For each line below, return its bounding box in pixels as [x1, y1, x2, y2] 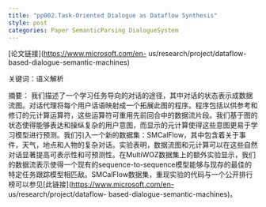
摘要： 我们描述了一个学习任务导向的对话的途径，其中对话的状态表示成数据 [8, 91, 253, 100]
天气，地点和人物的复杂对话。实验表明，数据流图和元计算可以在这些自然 [21, 140, 258, 150]
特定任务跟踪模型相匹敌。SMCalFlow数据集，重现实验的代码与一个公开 [8, 170, 240, 179]
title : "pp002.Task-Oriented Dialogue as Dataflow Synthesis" [8, 11, 218, 20]
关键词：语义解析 [8, 74, 64, 84]
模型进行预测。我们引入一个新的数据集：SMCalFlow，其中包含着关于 [14, 130, 240, 140]
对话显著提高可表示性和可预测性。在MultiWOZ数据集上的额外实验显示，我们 [8, 150, 256, 160]
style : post [8, 19, 47, 27]
